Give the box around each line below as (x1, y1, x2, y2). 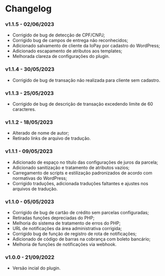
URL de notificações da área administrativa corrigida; (12, 225, 122, 231)
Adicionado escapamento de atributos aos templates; (12, 48, 123, 54)
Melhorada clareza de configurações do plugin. (12, 53, 110, 59)
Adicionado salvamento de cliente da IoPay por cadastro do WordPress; (12, 43, 161, 49)
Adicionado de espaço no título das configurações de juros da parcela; (12, 159, 159, 165)
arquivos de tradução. (12, 186, 58, 192)
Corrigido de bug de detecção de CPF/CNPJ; (12, 32, 105, 38)
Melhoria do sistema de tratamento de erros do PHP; (12, 220, 121, 226)
